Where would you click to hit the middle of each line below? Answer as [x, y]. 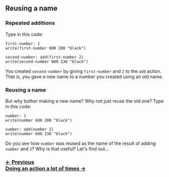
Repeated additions [30, 23]
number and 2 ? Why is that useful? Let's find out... [57, 149]
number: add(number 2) [30, 129]
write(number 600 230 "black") [39, 134]
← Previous [20, 162]
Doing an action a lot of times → [45, 168]
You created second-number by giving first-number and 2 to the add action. [83, 71]
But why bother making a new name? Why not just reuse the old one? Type [85, 101]
